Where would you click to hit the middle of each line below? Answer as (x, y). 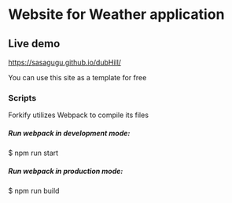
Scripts (22, 98)
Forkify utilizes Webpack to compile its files (79, 115)
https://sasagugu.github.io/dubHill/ (65, 62)
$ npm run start (33, 153)
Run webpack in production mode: (66, 171)
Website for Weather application (116, 15)
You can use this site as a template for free (77, 78)
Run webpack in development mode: (69, 133)
